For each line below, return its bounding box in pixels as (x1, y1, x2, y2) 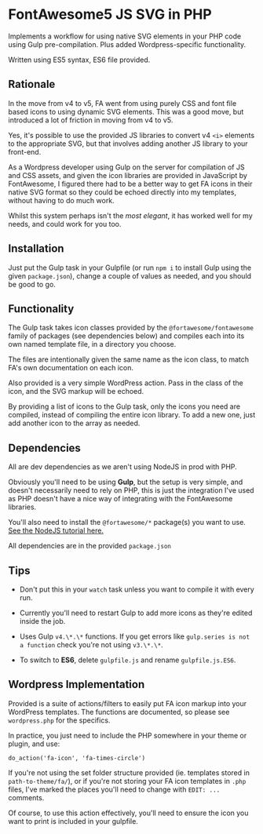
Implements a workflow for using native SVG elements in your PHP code (8, 31, 242, 41)
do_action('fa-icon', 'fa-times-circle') (8, 754, 146, 762)
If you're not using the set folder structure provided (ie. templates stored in (8, 767, 250, 778)
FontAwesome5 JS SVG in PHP (8, 5, 212, 24)
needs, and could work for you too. (8, 219, 122, 228)
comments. (8, 792, 45, 802)
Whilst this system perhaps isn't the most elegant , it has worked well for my (8, 210, 253, 220)
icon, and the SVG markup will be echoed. (8, 387, 144, 396)
